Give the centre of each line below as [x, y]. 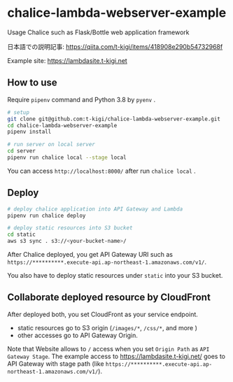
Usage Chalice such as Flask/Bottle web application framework [99, 32]
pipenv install [29, 132]
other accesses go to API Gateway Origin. [78, 335]
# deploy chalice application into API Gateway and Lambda [95, 209]
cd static [22, 235]
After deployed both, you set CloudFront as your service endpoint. [103, 314]
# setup [19, 112]
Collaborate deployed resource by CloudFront [109, 298]
